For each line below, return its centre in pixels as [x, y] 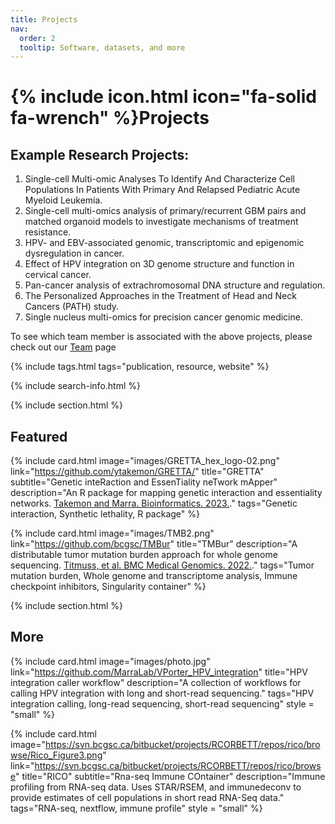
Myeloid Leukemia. [63, 200]
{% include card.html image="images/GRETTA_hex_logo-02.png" [145, 461]
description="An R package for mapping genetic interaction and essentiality [166, 493]
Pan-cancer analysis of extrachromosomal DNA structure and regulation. [175, 285]
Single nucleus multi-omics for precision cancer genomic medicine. [163, 317]
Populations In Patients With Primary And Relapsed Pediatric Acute [162, 190]
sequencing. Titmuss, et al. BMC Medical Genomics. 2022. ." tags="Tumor [162, 565]
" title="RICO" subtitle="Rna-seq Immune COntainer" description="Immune [170, 776]
